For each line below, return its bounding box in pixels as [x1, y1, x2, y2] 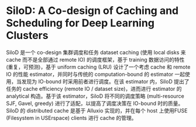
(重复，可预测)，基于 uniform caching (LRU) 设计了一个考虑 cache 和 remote [6, 63, 191, 70]
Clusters [6, 29, 49, 42]
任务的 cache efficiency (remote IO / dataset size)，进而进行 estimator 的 [6, 85, 182, 92]
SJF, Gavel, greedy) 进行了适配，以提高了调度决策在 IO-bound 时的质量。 [6, 100, 184, 107]
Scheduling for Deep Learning [6, 16, 155, 30]
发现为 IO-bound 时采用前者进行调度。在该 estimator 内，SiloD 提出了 [21, 77, 190, 85]
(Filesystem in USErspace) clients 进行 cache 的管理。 [6, 114, 137, 121]
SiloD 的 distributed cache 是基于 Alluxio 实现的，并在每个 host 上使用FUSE [6, 107, 188, 114]
